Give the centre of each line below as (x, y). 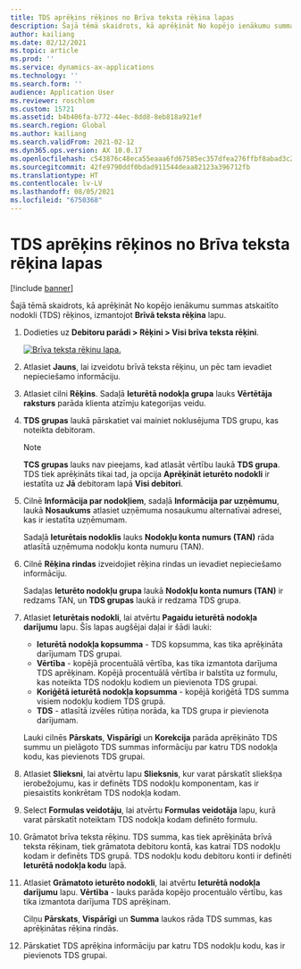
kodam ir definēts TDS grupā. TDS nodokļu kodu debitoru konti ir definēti (157, 856)
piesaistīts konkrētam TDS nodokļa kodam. (102, 792)
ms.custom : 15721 (42, 109)
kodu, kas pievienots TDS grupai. (84, 756)
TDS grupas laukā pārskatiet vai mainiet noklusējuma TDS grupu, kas (151, 420)
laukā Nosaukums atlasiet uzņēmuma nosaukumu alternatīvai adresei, (152, 510)
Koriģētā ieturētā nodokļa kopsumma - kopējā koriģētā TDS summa (163, 691)
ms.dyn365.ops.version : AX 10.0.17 (76, 150)
